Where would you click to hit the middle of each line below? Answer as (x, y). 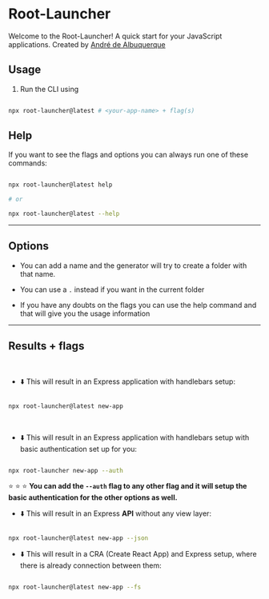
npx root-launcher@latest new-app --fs (75, 587)
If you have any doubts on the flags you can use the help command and (138, 305)
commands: (28, 163)
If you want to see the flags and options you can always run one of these (128, 155)
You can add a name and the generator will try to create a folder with (133, 266)
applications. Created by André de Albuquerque (87, 44)
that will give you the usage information (85, 313)
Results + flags (46, 346)
